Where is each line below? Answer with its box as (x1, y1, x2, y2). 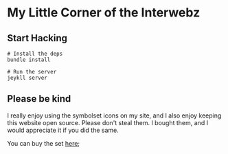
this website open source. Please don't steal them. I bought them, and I (7, 118, 208, 126)
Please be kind (7, 93, 71, 104)
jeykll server (7, 74, 48, 81)
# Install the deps (7, 50, 63, 57)
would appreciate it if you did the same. (7, 126, 119, 134)
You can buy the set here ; (7, 139, 80, 147)
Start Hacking (7, 32, 67, 44)
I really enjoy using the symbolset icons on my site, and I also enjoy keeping (7, 111, 222, 120)
